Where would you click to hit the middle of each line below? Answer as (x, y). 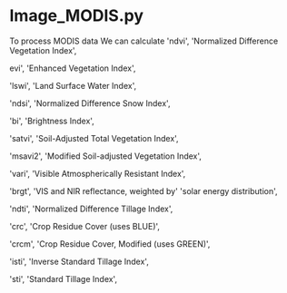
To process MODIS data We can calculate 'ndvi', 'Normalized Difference (144, 41)
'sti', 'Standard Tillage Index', (64, 278)
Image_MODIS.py (76, 16)
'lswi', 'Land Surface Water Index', (73, 85)
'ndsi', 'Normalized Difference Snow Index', (90, 103)
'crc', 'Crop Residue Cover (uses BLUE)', (85, 226)
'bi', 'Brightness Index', (52, 121)
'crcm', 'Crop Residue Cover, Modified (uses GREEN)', (110, 244)
